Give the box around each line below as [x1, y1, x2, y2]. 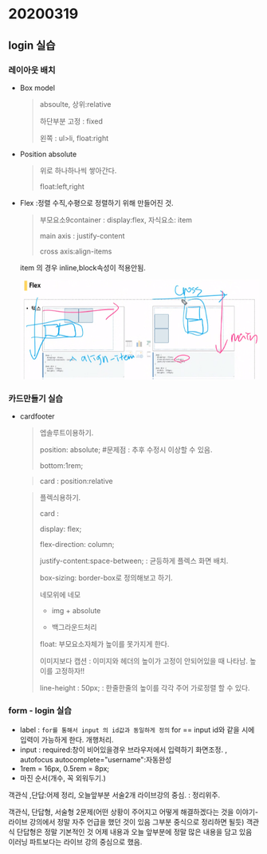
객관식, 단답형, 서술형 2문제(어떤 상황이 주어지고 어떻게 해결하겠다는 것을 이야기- [8, 807, 259, 817]
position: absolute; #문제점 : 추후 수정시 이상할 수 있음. [39, 445, 213, 455]
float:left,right [39, 181, 85, 191]
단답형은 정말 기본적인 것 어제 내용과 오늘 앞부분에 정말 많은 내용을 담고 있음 [16, 827, 253, 836]
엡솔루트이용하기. [39, 428, 94, 438]
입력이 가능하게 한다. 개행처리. [19, 734, 114, 744]
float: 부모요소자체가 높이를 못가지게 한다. [39, 640, 170, 649]
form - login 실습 [8, 705, 72, 716]
